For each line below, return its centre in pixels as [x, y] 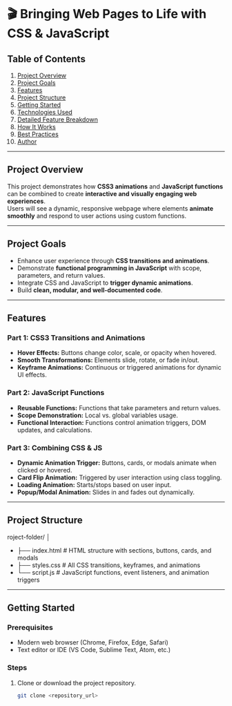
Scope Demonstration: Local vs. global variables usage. [97, 415]
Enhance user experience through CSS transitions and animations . [113, 260]
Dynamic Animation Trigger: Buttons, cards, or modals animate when [117, 462]
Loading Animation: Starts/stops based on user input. [94, 484]
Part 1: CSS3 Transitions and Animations [76, 338]
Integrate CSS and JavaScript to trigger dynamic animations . [105, 283]
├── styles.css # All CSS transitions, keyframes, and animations [109, 565]
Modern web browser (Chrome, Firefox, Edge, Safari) [93, 642]
